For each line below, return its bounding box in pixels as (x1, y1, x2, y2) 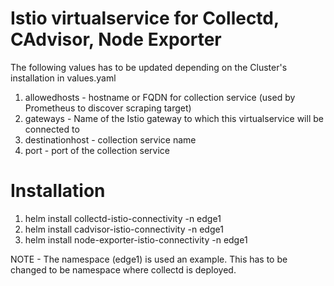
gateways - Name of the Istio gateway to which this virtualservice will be (24, 112, 324, 124)
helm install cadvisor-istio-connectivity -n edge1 (24, 223, 224, 235)
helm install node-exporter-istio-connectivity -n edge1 (24, 233, 248, 246)
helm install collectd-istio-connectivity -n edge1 (24, 212, 222, 224)
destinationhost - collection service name (24, 133, 197, 146)
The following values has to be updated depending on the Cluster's (10, 61, 288, 73)
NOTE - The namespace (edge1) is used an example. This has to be (10, 253, 288, 265)
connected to (24, 123, 80, 135)
